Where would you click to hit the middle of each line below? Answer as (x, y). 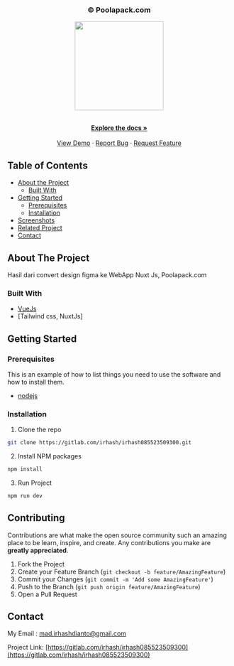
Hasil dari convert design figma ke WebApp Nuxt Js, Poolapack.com (107, 274)
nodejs (27, 395)
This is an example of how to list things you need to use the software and (114, 374)
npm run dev (25, 495)
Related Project (40, 228)
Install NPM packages (49, 456)
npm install (25, 469)
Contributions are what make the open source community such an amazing (117, 535)
